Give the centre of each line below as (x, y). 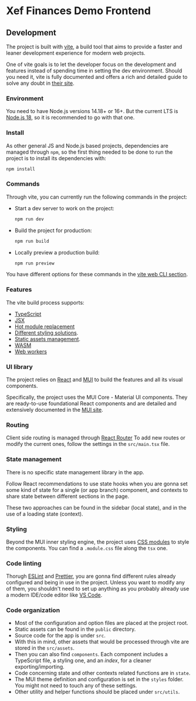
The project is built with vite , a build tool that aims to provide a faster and (94, 47)
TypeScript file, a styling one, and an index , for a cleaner (83, 660)
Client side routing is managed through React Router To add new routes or (96, 438)
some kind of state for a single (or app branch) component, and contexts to (97, 490)
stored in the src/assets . (44, 648)
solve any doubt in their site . (40, 83)
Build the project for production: (53, 230)
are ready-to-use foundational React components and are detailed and (92, 403)
